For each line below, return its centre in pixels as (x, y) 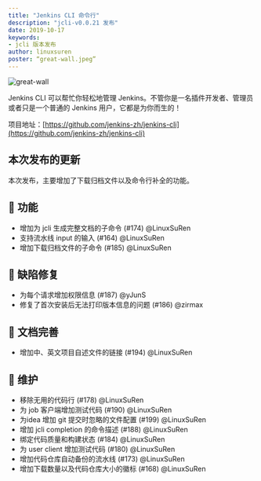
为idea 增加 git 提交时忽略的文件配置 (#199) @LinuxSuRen (112, 419)
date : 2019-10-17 (36, 30)
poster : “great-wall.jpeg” (52, 60)
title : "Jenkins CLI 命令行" (54, 15)
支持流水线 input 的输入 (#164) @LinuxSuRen (92, 237)
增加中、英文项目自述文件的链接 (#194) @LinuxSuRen (106, 352)
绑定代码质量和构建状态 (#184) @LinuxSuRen (92, 439)
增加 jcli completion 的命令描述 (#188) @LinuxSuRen (103, 429)
